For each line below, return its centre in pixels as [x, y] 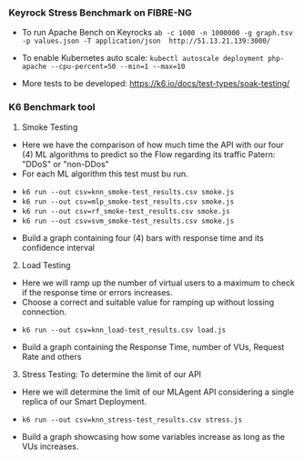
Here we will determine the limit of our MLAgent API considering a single [158, 392]
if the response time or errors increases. [97, 292]
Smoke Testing [50, 127]
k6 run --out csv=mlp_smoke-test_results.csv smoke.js [128, 202]
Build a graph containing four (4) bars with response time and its [143, 237]
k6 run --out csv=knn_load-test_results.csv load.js [124, 330]
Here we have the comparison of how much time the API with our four [152, 145]
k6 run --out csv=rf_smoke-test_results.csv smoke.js [126, 211]
